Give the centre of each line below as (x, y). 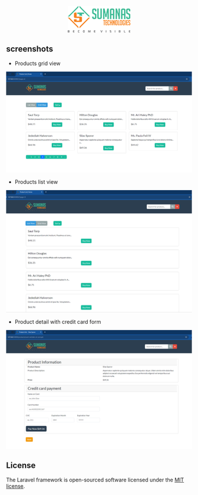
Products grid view (37, 63)
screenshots (30, 49)
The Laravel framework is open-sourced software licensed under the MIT (95, 480)
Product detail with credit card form (58, 322)
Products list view (36, 182)
